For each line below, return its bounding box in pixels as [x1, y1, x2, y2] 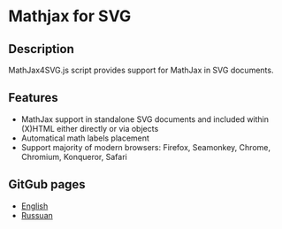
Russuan [20, 210, 54, 220]
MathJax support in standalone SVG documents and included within [20, 113, 270, 125]
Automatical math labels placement [20, 133, 149, 143]
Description [8, 42, 74, 57]
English [20, 201, 49, 211]
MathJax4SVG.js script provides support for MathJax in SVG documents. [8, 65, 274, 75]
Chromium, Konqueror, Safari [20, 151, 127, 162]
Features [8, 90, 58, 105]
